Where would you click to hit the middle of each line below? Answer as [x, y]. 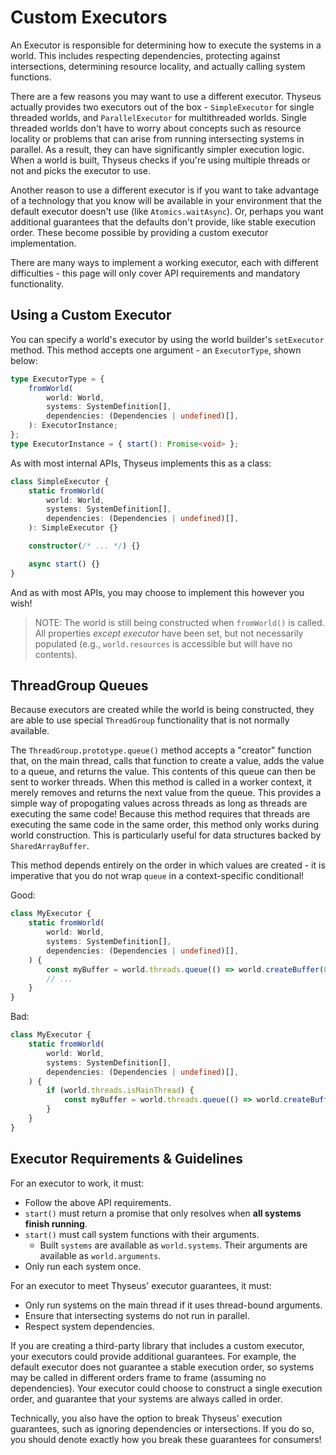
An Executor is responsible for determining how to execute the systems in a [166, 45]
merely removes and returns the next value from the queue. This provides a [166, 793]
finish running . [56, 1223]
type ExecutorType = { [57, 379]
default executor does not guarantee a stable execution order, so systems [162, 1367]
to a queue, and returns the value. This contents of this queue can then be [163, 772]
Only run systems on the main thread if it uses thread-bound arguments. [173, 1305]
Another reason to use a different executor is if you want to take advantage [165, 190]
